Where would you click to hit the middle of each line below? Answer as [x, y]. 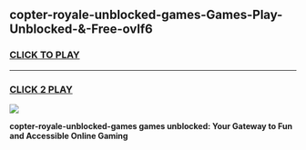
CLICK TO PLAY [45, 55]
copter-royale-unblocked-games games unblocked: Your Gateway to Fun [151, 125]
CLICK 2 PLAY [41, 89]
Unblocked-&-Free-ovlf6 [81, 30]
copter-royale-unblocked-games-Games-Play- [146, 15]
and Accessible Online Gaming [69, 135]
